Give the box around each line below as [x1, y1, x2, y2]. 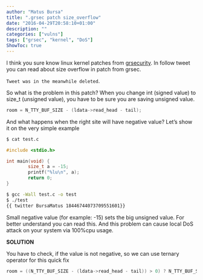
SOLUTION [6, 238, 34, 246]
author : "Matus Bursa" [6, 8, 63, 15]
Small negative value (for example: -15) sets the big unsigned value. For [6, 213, 184, 221]
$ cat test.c [6, 136, 39, 142]
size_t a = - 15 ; [28, 164, 69, 170]
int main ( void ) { [6, 158, 50, 164]
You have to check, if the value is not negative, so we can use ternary [6, 250, 179, 257]
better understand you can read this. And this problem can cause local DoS [6, 220, 193, 227]
